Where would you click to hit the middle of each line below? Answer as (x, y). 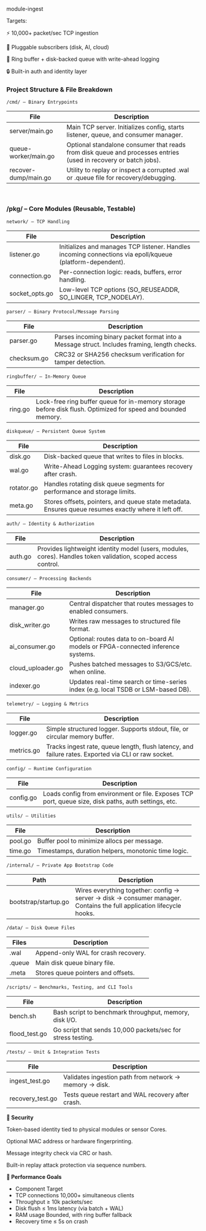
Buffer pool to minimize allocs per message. (100, 841)
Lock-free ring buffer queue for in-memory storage (111, 401)
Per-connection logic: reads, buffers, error (120, 272)
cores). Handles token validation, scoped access (107, 556)
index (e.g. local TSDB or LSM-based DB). (130, 689)
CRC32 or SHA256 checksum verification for (120, 354)
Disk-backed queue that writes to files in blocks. (114, 456)
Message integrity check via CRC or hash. (59, 1153)
